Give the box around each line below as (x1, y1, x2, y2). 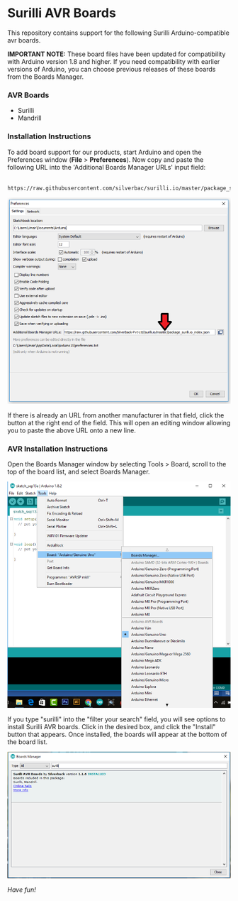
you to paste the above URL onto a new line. (7, 426, 137, 435)
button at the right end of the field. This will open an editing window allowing (7, 419, 231, 427)
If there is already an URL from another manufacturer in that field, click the (7, 411, 225, 420)
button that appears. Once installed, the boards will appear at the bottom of (7, 730, 227, 739)
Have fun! (7, 885, 37, 894)
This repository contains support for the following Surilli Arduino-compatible (7, 28, 230, 37)
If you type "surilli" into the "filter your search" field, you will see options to (7, 715, 226, 723)
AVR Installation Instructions (7, 444, 108, 454)
